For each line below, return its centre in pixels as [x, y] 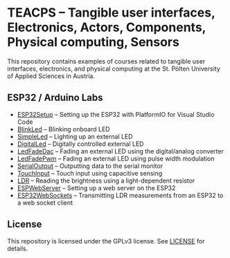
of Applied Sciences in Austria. [51, 76]
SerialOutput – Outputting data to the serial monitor [90, 166]
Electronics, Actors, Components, [107, 27]
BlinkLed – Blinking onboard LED [63, 129]
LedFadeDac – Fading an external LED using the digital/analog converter [120, 151]
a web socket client [45, 203]
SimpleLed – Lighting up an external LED [75, 136]
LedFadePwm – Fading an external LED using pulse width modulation [116, 158]
